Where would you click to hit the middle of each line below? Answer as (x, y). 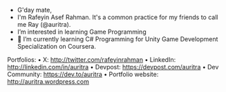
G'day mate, (35, 10)
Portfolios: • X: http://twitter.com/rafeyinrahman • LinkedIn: (92, 60)
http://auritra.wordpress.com (48, 81)
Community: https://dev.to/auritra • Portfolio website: (83, 74)
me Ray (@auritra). (44, 24)
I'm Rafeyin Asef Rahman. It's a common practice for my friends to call (117, 17)
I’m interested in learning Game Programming (82, 32)
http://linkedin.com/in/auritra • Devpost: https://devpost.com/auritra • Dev (113, 67)
